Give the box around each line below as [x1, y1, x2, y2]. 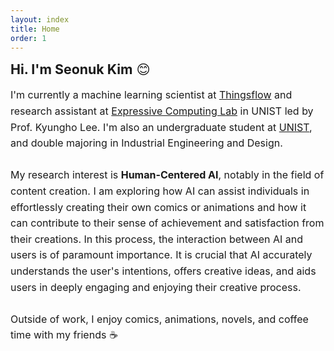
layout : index [10, 14, 70, 25]
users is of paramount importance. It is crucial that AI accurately [10, 248, 313, 262]
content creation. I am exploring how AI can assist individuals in [10, 184, 310, 198]
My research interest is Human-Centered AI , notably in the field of [10, 168, 325, 182]
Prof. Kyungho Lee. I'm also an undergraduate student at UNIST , [10, 120, 313, 134]
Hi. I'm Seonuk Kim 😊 [10, 61, 151, 78]
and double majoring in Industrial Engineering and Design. [10, 136, 283, 150]
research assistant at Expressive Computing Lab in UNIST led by [10, 104, 314, 118]
